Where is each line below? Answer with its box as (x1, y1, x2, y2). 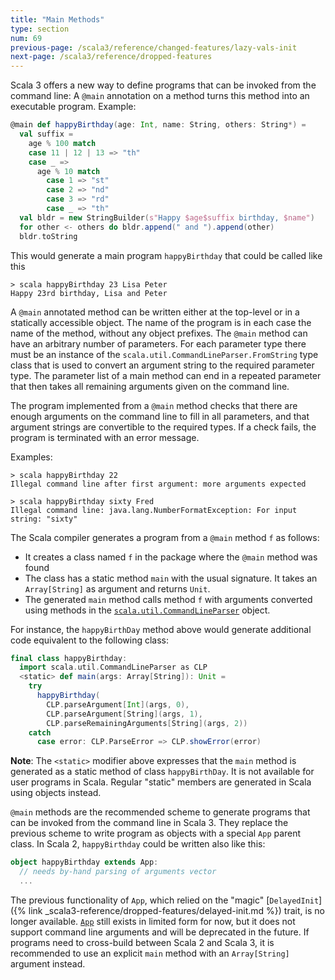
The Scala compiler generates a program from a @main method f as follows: (10, 531, 320, 543)
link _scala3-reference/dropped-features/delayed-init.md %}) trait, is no (28, 904, 325, 916)
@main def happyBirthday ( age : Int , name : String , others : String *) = (10, 120, 307, 130)
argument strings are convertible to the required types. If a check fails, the (10, 421, 317, 433)
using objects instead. (10, 787, 102, 799)
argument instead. (10, 957, 86, 970)
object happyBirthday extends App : (10, 857, 159, 868)
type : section (10, 24, 70, 34)
